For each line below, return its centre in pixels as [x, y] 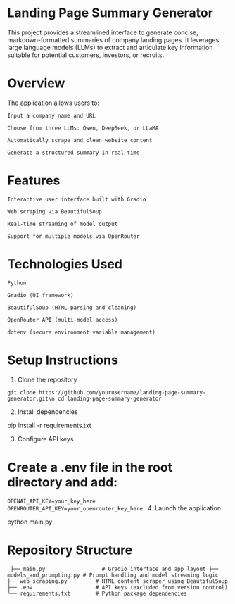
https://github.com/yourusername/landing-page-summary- [122, 392]
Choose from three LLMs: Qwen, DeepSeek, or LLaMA [83, 128]
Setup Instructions [63, 360]
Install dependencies [48, 411]
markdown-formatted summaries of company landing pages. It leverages [113, 39]
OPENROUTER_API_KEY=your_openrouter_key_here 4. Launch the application [114, 508]
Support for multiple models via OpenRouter [74, 236]
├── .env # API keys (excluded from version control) [118, 587]
